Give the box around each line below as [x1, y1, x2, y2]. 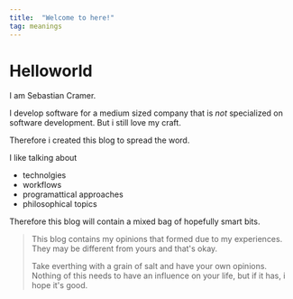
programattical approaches [22, 189, 124, 200]
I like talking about [9, 153, 78, 164]
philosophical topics [22, 199, 97, 210]
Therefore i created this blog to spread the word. [9, 135, 190, 145]
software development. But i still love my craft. [9, 117, 182, 128]
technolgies [22, 170, 67, 181]
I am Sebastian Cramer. [9, 90, 96, 101]
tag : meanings [9, 22, 63, 31]
